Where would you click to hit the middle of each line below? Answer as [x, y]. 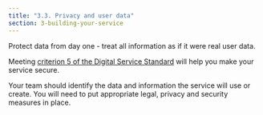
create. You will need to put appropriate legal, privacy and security [118, 93]
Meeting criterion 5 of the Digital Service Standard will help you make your [131, 61]
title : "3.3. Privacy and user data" [71, 16]
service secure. [34, 69]
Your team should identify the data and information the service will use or [129, 85]
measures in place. [40, 102]
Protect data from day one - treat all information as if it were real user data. [132, 46]
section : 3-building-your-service [66, 23]
